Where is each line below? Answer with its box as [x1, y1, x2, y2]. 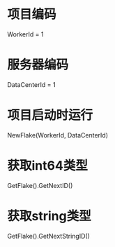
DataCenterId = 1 [7, 80, 56, 88]
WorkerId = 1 [7, 29, 44, 39]
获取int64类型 [7, 158, 89, 173]
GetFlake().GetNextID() [7, 181, 73, 189]
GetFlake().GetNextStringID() [7, 232, 91, 240]
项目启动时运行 [7, 107, 93, 123]
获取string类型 [7, 208, 92, 224]
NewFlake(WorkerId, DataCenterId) [7, 131, 109, 139]
